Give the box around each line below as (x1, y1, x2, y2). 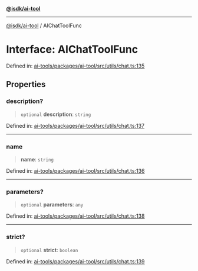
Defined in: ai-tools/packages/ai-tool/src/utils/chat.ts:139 (6, 257, 146, 265)
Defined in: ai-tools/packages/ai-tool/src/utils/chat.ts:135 (6, 62, 145, 69)
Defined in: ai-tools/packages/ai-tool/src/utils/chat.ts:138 (6, 212, 145, 220)
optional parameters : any (20, 201, 84, 208)
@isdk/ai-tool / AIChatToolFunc (6, 22, 82, 29)
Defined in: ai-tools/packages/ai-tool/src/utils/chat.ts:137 (6, 122, 145, 129)
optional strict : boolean (20, 246, 78, 253)
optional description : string (20, 111, 91, 118)
